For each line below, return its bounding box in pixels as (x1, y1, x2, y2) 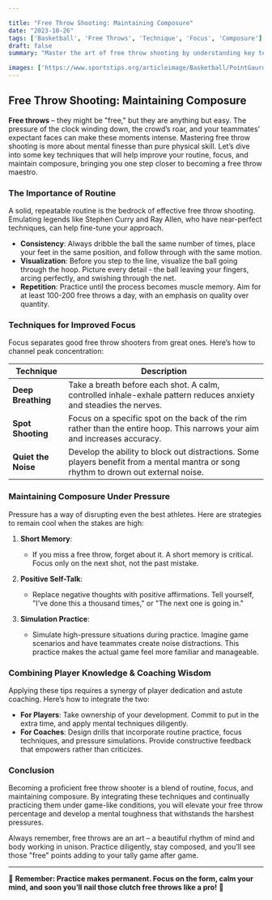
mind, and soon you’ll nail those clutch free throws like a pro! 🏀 (8, 882, 224, 893)
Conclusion (8, 764, 55, 776)
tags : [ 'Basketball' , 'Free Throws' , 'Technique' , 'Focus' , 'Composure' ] (8, 34, 263, 42)
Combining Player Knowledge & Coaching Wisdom (8, 667, 212, 678)
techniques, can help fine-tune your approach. (8, 223, 164, 233)
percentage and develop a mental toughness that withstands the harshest (8, 809, 255, 819)
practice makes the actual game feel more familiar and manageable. (32, 647, 259, 657)
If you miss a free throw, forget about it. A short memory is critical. (32, 549, 253, 559)
